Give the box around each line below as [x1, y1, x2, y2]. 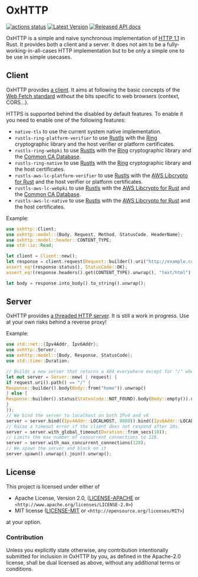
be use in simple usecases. [6, 53, 72, 60]
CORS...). [6, 99, 29, 106]
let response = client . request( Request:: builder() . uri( [6, 259, 146, 265]
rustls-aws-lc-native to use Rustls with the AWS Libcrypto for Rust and [14, 197, 190, 204]
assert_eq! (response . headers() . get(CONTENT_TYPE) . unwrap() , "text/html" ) [6, 269, 192, 275]
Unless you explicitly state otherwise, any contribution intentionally [6, 547, 169, 554]
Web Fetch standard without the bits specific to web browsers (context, [6, 92, 180, 99]
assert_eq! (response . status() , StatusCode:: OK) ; [6, 264, 128, 270]
